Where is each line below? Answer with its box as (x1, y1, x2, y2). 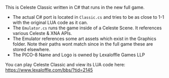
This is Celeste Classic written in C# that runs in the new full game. (5, 5, 145, 10)
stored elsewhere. (12, 47, 51, 52)
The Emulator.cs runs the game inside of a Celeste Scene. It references (12, 25, 162, 31)
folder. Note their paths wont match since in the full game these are (12, 41, 153, 47)
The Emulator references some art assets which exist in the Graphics (12, 35, 157, 42)
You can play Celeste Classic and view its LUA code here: (5, 62, 125, 67)
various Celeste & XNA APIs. (12, 30, 72, 36)
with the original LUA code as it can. (12, 20, 89, 25)
